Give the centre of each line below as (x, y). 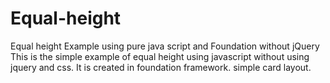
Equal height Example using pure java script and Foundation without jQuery (165, 46)
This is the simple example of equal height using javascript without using (160, 56)
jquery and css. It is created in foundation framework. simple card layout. (161, 67)
